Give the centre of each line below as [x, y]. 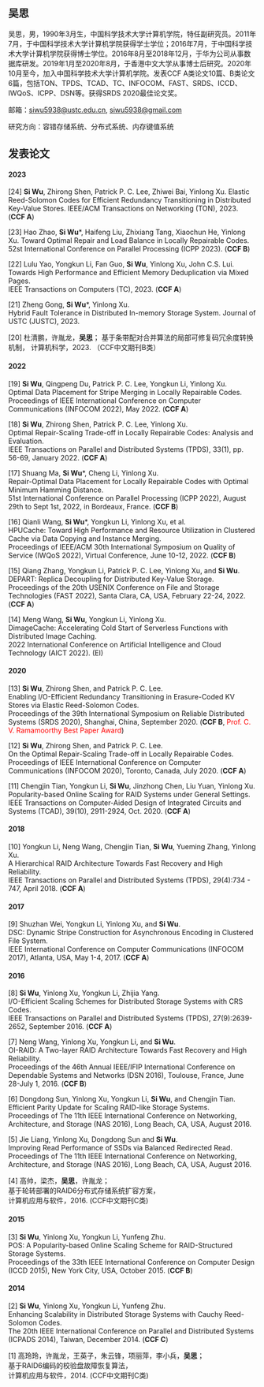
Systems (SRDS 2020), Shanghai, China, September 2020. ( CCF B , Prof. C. [130, 721]
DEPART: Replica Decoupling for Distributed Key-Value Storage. [111, 579]
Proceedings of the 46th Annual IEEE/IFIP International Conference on [122, 1067]
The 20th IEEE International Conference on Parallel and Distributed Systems [131, 1331]
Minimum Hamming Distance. [56, 490]
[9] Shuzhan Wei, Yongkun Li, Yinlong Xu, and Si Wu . [95, 924]
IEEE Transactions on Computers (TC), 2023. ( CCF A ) [95, 289]
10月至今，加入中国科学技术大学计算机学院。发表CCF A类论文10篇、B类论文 [132, 73]
